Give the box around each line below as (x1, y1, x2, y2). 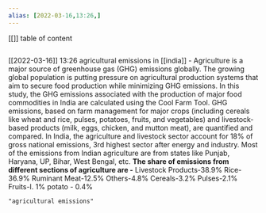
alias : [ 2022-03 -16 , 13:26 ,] (8, 11, 102, 20)
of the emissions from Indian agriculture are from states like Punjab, (8, 148, 230, 158)
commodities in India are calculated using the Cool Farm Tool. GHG (8, 97, 228, 107)
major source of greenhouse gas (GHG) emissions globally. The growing (8, 64, 245, 74)
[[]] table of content (8, 33, 73, 43)
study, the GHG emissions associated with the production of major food (8, 89, 242, 99)
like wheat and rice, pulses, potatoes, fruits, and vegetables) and (8, 114, 221, 124)
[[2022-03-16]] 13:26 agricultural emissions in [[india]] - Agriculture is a (8, 55, 244, 65)
